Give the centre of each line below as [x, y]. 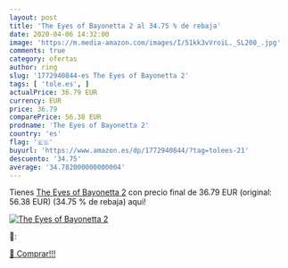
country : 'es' [36, 134]
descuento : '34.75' [45, 159]
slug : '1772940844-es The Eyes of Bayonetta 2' [99, 76]
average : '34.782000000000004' [67, 167]
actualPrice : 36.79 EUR [53, 92]
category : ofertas [43, 59]
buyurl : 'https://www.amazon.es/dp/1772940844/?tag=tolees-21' [129, 150]
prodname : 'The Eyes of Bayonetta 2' [79, 126]
